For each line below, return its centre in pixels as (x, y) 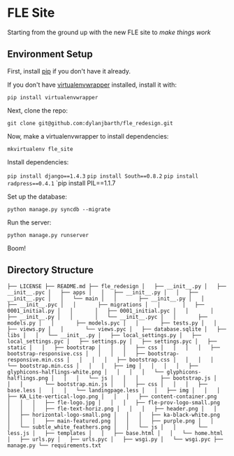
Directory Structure (51, 270)
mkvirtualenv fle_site (40, 149)
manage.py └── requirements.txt (54, 446)
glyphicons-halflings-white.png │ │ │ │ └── (86, 372)
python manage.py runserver (48, 235)
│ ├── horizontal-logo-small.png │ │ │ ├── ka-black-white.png (114, 415)
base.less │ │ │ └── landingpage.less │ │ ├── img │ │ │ (114, 390)
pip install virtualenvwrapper (53, 97)
